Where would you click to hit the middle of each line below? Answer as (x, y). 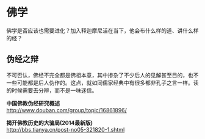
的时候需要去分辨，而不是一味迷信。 (52, 90)
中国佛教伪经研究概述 (33, 103)
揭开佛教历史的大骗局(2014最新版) (50, 123)
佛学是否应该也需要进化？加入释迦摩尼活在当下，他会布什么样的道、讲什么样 (103, 30)
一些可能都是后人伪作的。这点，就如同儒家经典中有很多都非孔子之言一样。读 (103, 82)
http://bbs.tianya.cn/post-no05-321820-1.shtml (66, 129)
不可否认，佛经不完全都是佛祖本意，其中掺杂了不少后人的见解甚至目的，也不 (103, 75)
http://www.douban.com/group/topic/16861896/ (67, 110)
